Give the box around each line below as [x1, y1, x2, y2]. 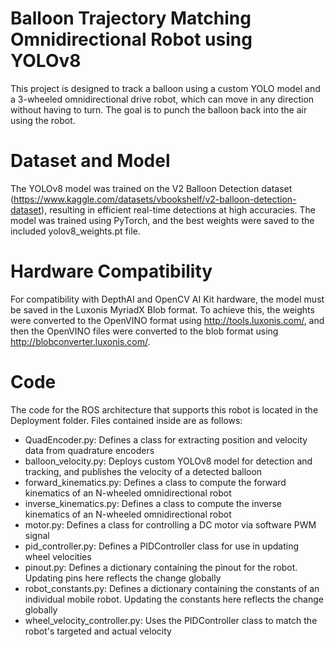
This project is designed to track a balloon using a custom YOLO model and [10, 82, 321, 94]
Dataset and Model [10, 150, 171, 172]
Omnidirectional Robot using [10, 28, 253, 51]
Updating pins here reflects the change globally [24, 572, 222, 584]
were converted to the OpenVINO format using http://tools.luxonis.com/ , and [10, 314, 325, 326]
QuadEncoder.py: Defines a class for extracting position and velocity [24, 433, 308, 446]
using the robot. [10, 114, 76, 126]
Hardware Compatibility [10, 260, 213, 283]
